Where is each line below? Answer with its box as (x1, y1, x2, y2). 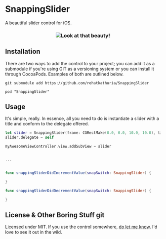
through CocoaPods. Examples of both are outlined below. (5, 71, 124, 77)
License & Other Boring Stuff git (5, 211, 105, 219)
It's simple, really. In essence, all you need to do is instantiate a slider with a (5, 116, 159, 121)
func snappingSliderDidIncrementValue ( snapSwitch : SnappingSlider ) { (5, 170, 152, 175)
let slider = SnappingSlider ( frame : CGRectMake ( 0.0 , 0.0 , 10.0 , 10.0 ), (5, 130, 156, 135)
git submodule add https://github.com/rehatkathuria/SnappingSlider (5, 80, 149, 85)
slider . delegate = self (5, 135, 54, 140)
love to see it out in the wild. (5, 229, 63, 235)
